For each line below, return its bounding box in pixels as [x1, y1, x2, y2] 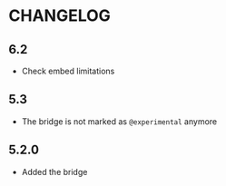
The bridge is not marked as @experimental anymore [21, 115, 218, 127]
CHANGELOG [8, 5, 111, 26]
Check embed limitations [21, 65, 115, 76]
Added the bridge [21, 166, 88, 177]
